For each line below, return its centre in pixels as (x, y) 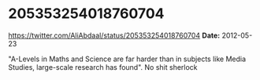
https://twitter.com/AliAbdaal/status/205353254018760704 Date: (114, 35)
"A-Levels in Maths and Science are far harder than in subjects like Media (127, 59)
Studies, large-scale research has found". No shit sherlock (103, 67)
